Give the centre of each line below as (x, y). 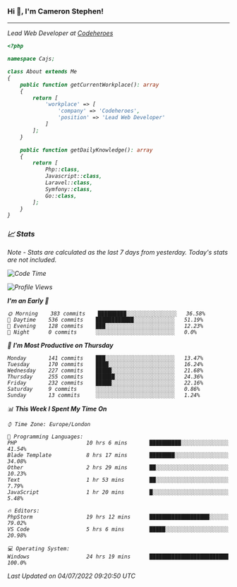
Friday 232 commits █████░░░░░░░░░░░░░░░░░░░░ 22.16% (105, 383)
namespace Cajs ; (31, 59)
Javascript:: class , (73, 176)
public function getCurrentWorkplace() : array (90, 85)
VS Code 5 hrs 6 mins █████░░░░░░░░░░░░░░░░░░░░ (118, 529)
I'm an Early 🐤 (28, 301)
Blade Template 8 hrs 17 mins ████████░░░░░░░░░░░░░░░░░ (118, 455)
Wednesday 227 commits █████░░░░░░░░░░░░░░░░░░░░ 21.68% (105, 370)
